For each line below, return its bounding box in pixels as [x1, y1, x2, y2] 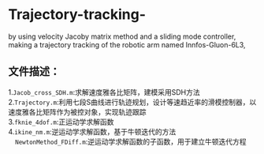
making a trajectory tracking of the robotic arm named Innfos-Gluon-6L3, [8, 39, 246, 49]
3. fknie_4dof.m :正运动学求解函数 [8, 117, 114, 126]
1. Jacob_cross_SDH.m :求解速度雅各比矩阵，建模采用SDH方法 [8, 87, 200, 96]
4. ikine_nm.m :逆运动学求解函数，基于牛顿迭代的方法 [8, 126, 177, 136]
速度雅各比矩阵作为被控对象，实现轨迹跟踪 [8, 107, 147, 116]
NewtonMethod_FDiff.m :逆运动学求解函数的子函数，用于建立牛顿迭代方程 [15, 137, 247, 146]
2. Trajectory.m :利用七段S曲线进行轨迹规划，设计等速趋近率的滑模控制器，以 [8, 97, 257, 107]
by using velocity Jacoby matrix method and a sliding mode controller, [8, 32, 236, 41]
